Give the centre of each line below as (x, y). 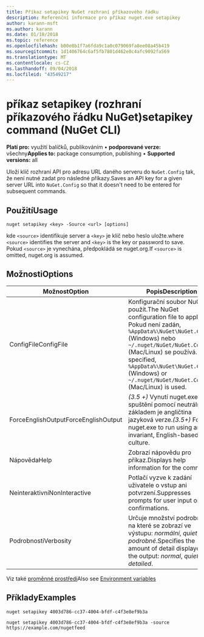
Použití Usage (32, 210)
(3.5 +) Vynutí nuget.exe (163, 396)
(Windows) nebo (152, 338)
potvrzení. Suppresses (160, 493)
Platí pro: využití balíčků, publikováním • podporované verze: (84, 147)
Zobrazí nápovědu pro (160, 452)
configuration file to (156, 317)
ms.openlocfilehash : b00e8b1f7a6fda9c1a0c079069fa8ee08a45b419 (88, 46)
